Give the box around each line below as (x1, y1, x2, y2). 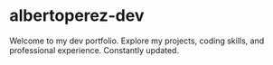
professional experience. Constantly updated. (9, 44, 179, 55)
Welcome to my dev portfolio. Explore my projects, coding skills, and (9, 35, 265, 46)
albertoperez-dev (9, 5, 145, 26)
